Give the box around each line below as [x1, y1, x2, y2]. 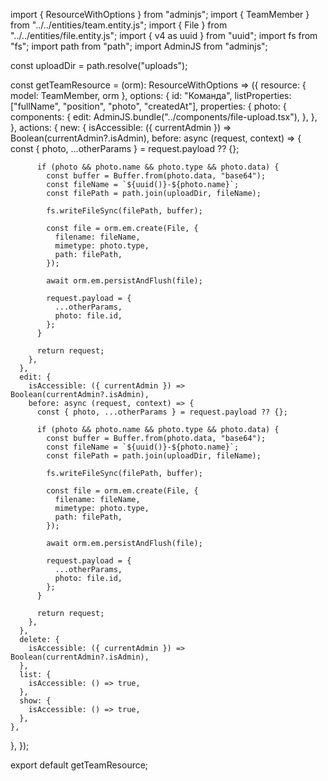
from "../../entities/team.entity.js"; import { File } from [10, 19, 228, 31]
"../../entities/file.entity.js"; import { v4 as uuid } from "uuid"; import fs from [10, 30, 318, 41]
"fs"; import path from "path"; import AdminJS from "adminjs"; [10, 40, 268, 52]
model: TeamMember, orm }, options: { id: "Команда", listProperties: [10, 90, 292, 101]
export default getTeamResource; [10, 759, 149, 771]
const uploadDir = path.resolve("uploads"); [10, 60, 188, 71]
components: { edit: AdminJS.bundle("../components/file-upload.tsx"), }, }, [10, 111, 318, 123]
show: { [19, 696, 52, 706]
